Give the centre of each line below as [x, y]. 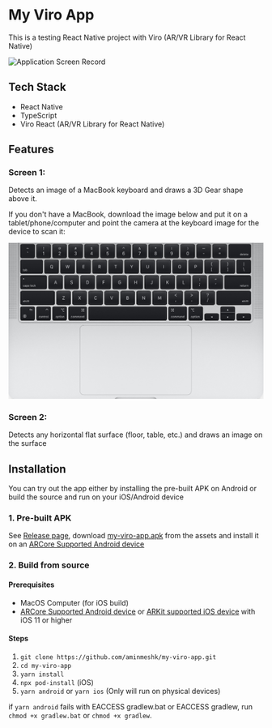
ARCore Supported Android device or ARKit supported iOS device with [138, 611]
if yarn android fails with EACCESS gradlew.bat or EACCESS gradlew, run [131, 706]
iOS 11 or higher [46, 620]
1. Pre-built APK [40, 518]
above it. [23, 199]
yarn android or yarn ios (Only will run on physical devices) [120, 691]
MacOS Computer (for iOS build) [74, 602]
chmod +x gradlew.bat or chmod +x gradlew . [80, 715]
